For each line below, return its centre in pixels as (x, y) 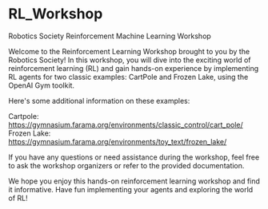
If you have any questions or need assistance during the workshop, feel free (134, 157)
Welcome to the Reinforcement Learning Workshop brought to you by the (129, 51)
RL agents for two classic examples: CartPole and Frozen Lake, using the (128, 77)
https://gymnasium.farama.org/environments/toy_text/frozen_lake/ (118, 141)
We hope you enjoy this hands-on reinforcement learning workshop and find (134, 181)
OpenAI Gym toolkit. (41, 85)
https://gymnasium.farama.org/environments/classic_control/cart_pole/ (126, 124)
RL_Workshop (56, 14)
